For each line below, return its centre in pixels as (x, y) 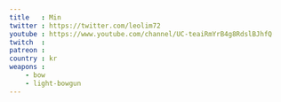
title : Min (36, 17)
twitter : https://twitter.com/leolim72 (85, 26)
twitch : (28, 42)
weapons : (28, 67)
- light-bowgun (53, 83)
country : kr (33, 59)
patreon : (28, 51)
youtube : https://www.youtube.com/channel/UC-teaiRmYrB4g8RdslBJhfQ (141, 34)
